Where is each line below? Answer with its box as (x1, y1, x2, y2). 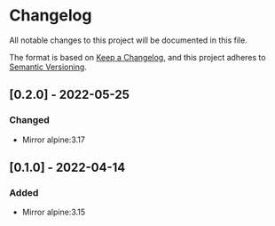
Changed (9, 114, 51, 126)
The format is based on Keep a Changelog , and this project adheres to (9, 52, 266, 62)
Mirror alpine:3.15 (21, 206, 86, 218)
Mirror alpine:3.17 (21, 134, 86, 145)
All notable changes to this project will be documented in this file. (9, 35, 248, 45)
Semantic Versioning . (9, 61, 87, 72)
